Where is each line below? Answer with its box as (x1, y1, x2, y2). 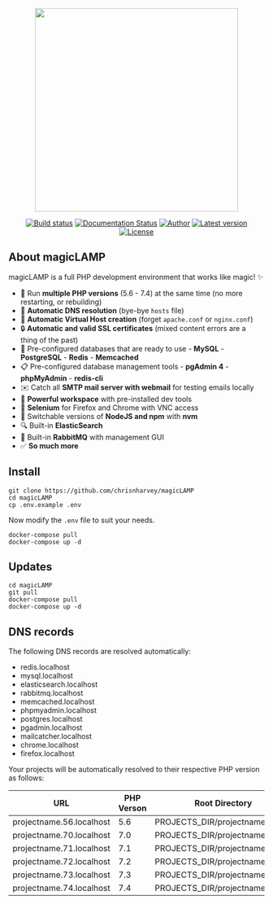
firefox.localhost (19, 749, 75, 758)
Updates (8, 560, 53, 574)
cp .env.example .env (8, 500, 82, 509)
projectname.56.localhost (12, 816, 111, 828)
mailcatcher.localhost (19, 731, 92, 741)
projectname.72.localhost (12, 856, 111, 867)
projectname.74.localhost (12, 883, 111, 894)
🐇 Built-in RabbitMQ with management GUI (19, 432, 164, 442)
